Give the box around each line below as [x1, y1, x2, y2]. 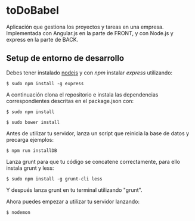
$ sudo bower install [6, 119, 60, 125]
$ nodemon [6, 209, 31, 215]
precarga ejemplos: [6, 136, 54, 143]
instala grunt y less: [6, 164, 54, 172]
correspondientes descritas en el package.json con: [6, 97, 134, 104]
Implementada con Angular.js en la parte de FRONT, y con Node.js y [6, 29, 174, 36]
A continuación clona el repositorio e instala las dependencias [6, 91, 159, 98]
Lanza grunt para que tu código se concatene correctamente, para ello [6, 158, 181, 165]
